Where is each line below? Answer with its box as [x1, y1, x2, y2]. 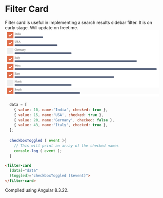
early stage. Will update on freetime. [5, 24, 78, 30]
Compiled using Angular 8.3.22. [5, 187, 69, 193]
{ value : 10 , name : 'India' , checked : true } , [14, 107, 108, 112]
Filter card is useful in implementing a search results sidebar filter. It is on [5, 20, 152, 25]
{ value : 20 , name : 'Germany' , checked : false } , [14, 118, 115, 122]
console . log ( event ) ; [14, 148, 62, 153]
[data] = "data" [9, 168, 38, 173]
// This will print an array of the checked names [14, 143, 119, 148]
